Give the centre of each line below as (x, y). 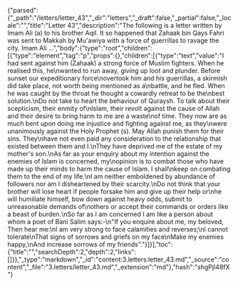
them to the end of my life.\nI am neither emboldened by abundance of (112, 176)
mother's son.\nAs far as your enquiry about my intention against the (109, 154)
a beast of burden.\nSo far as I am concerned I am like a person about (110, 214)
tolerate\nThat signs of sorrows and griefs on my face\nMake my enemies (116, 237)
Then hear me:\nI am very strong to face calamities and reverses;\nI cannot (118, 229)
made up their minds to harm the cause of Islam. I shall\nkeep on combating (119, 169)
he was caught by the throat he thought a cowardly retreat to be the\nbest (116, 93)
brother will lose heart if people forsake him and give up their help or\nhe (115, 192)
